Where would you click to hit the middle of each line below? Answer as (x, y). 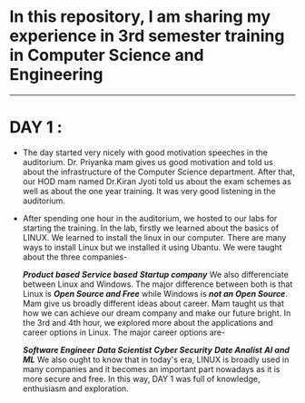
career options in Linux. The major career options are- (123, 332)
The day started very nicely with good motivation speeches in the (145, 152)
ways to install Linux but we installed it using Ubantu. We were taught (152, 247)
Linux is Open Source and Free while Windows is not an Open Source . (155, 293)
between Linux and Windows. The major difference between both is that (157, 284)
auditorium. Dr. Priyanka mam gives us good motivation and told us (148, 162)
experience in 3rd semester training (147, 36)
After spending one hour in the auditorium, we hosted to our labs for (150, 218)
